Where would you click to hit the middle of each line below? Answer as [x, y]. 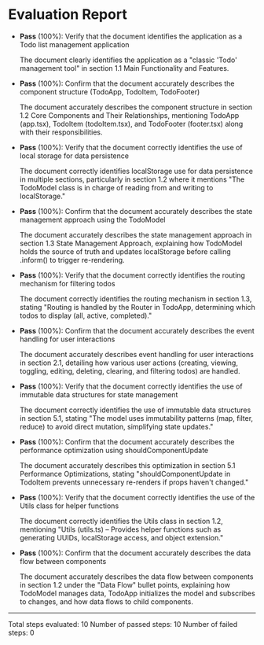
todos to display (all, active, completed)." [86, 315]
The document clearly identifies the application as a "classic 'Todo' [128, 60]
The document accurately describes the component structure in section [136, 107]
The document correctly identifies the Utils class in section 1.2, [121, 521]
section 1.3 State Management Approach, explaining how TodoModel [131, 243]
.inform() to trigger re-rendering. [72, 260]
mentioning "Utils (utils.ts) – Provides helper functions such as [120, 529]
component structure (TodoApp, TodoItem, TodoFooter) [110, 91]
